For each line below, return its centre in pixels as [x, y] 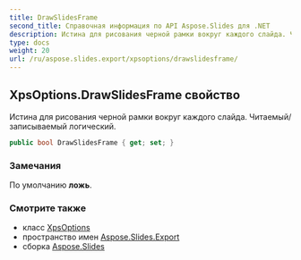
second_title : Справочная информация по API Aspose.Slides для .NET [140, 26]
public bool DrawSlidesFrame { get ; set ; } [92, 143]
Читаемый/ [271, 116]
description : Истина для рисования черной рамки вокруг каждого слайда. [148, 34]
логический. [92, 126]
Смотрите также [48, 208]
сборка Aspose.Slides [63, 247]
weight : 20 [30, 51]
